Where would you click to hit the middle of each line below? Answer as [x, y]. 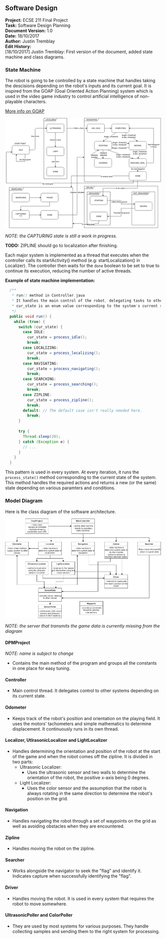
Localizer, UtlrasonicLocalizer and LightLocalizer [56, 740]
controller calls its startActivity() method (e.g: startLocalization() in [73, 261]
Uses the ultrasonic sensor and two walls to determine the [86, 772]
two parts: [23, 762]
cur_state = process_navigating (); [63, 368]
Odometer [16, 707]
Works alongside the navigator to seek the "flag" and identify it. [77, 871]
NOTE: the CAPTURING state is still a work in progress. [61, 236]
